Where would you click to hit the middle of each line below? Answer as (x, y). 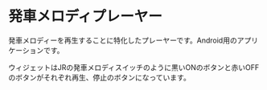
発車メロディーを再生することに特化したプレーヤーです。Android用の (123, 40)
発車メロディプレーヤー (86, 16)
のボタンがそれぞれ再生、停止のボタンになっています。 (99, 77)
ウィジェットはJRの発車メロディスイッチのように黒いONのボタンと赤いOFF (134, 67)
